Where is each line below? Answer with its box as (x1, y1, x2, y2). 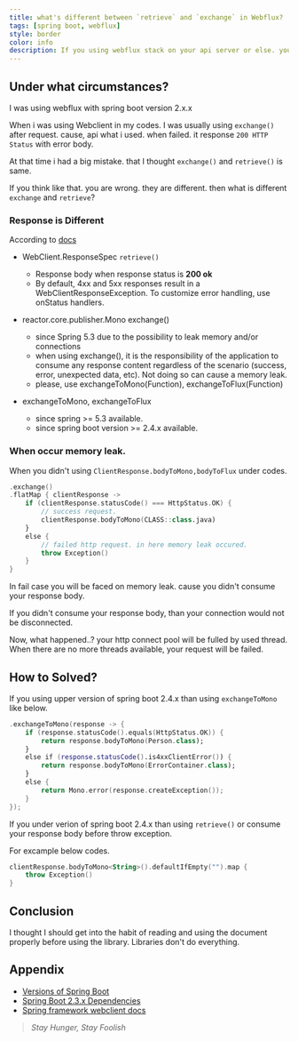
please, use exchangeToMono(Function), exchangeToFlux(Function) (35, 379, 284, 389)
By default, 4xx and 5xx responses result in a (35, 278, 201, 289)
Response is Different (9, 214, 105, 227)
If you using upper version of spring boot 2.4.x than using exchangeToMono (9, 693, 278, 703)
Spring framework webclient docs (21, 1005, 146, 1015)
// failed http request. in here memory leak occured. (41, 540, 248, 549)
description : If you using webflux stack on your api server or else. (9, 46, 276, 55)
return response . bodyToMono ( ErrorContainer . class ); (41, 761, 237, 770)
